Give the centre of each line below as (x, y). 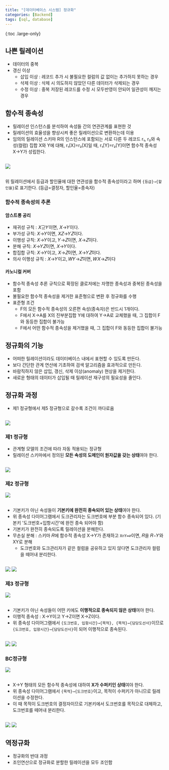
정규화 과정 (21, 395)
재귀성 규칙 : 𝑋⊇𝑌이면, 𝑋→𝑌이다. (46, 227)
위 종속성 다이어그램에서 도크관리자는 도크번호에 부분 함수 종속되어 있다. (83, 516)
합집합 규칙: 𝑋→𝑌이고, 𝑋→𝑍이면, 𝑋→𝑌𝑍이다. (57, 253)
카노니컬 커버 (18, 271)
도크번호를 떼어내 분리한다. (39, 710)
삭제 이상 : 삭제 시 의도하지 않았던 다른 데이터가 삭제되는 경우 (80, 83)
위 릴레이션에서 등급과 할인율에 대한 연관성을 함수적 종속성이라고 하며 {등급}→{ (82, 181)
